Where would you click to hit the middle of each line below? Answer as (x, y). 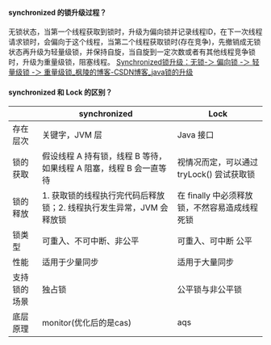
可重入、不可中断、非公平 (90, 241)
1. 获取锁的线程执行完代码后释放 (103, 196)
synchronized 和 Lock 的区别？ (60, 92)
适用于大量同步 (206, 263)
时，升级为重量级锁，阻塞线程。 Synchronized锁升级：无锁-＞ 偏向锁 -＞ (129, 62)
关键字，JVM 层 (72, 135)
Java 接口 (196, 135)
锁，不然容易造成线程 (218, 208)
